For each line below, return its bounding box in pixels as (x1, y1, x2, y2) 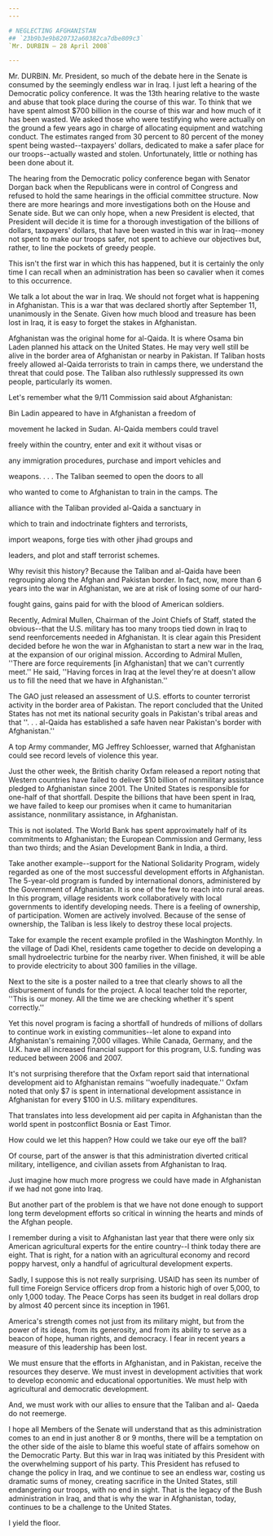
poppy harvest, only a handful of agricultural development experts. (8, 1259, 233, 1269)
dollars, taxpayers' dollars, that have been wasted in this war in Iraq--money (8, 226, 265, 235)
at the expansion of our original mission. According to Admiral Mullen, (8, 649, 243, 660)
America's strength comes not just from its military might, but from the (8, 1317, 244, 1327)
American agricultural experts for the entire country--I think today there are (8, 1242, 262, 1252)
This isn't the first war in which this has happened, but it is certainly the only (8, 258, 265, 269)
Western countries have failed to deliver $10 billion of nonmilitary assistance (8, 775, 265, 785)
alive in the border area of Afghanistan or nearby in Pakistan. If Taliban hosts (8, 351, 266, 361)
